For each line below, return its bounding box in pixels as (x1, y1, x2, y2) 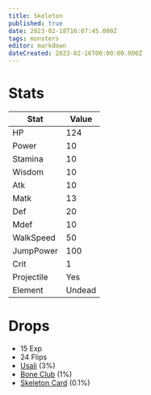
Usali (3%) (19, 360, 56, 370)
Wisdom (12, 166, 44, 178)
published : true (8, 19, 63, 27)
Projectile (12, 271, 48, 283)
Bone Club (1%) (19, 369, 73, 379)
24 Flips (19, 352, 48, 362)
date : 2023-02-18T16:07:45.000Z (8, 27, 117, 35)
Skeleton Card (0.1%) (19, 377, 90, 388)
